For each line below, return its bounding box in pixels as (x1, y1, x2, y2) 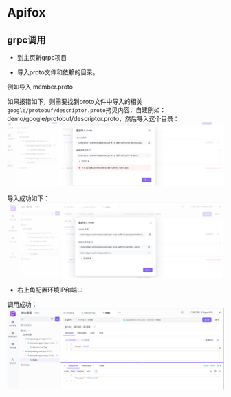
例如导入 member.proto (7, 83, 74, 91)
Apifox (7, 5, 46, 21)
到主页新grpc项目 (16, 54, 67, 61)
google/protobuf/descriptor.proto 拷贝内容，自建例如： (7, 106, 166, 114)
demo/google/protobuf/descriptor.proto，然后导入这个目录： (7, 115, 180, 122)
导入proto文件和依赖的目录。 (16, 68, 99, 76)
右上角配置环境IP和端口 (16, 286, 84, 294)
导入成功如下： (7, 194, 49, 202)
